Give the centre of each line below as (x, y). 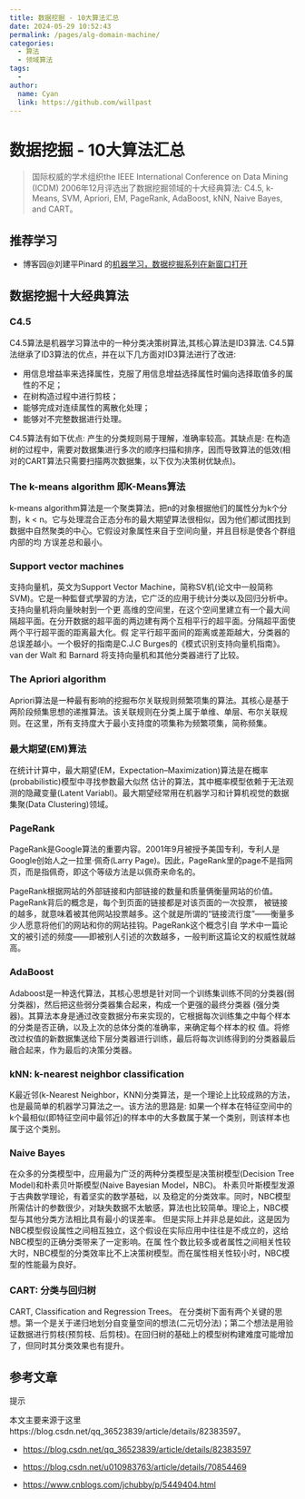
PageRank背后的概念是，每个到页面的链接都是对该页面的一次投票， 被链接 (149, 902)
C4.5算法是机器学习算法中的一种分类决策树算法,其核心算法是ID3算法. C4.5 (148, 342)
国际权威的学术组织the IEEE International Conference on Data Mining (160, 177)
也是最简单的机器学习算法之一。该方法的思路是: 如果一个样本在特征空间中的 (151, 1106)
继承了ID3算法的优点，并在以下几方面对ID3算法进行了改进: (127, 354)
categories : (32, 43)
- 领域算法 (35, 60)
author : (24, 85)
